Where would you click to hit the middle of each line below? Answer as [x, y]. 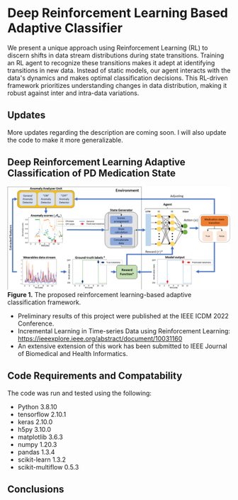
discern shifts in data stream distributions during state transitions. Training [116, 55]
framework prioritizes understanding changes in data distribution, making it [117, 85]
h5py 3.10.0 [34, 429]
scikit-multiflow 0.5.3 [48, 467]
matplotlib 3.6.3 [40, 437]
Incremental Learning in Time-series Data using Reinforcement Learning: [124, 330]
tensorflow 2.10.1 [42, 414]
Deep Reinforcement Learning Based [118, 13]
